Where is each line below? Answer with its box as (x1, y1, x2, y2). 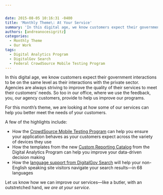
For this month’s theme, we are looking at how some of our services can (5, 104, 149, 110)
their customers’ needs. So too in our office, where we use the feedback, (5, 90, 151, 96)
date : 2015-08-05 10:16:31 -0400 (5, 16, 73, 20)
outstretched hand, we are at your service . (5, 185, 91, 191)
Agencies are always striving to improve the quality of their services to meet (5, 85, 157, 91)
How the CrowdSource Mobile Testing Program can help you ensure (12, 129, 148, 135)
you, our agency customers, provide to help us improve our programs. (5, 95, 145, 101)
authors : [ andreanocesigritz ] (5, 29, 66, 34)
